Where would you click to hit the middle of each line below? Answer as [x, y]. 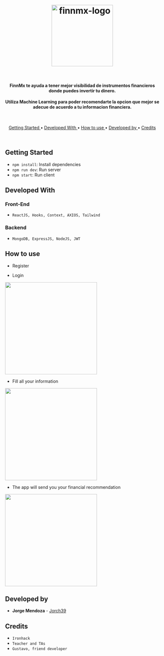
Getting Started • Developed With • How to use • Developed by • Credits [82, 127]
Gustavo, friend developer [40, 649]
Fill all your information [35, 381]
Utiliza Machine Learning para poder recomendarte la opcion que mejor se [82, 102]
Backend [16, 228]
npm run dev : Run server [36, 170]
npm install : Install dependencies [46, 164]
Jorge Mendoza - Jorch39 [39, 611]
